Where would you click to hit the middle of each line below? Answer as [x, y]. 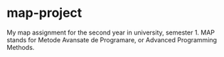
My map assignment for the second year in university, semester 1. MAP [111, 32]
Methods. [21, 47]
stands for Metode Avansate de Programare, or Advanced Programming [112, 39]
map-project [44, 13]
